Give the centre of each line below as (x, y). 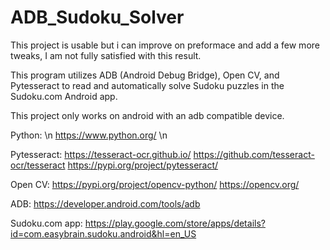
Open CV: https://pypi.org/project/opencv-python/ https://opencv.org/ (155, 184)
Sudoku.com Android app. (64, 96)
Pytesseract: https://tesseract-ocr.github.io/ (101, 154)
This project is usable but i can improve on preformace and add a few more (165, 45)
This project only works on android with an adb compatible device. (147, 115)
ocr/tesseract (38, 165)
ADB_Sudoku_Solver (97, 17)
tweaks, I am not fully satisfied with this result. (106, 55)
